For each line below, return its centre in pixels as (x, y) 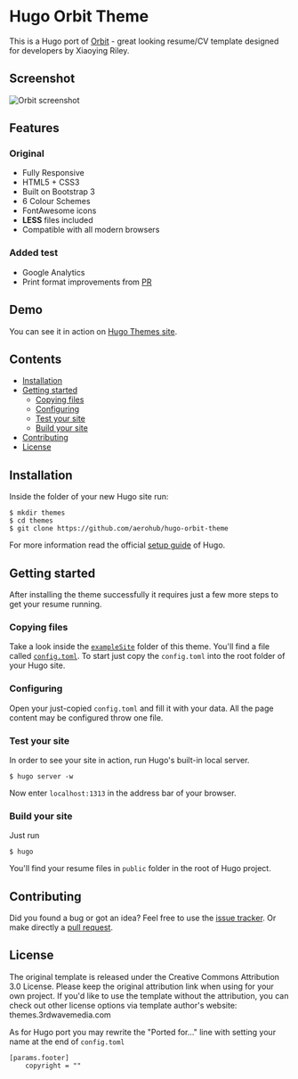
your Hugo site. (37, 665)
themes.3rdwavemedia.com (60, 1015)
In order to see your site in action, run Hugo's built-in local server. (129, 760)
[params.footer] (39, 1058)
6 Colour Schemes (56, 202)
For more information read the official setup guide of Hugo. (117, 545)
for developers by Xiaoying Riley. (69, 50)
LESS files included (57, 220)
